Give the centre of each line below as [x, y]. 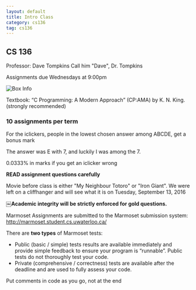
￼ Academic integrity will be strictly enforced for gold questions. [87, 204]
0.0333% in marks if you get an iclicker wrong [62, 163]
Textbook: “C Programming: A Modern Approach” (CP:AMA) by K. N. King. [96, 100]
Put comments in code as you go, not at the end [64, 281]
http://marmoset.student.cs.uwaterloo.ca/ [56, 222]
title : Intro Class [30, 17]
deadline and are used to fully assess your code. [73, 269]
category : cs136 [26, 22]
